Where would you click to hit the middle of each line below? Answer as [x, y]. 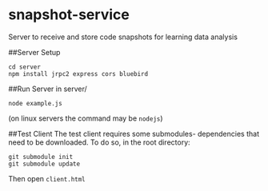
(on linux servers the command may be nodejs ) [86, 118]
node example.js [35, 103]
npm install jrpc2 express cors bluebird [78, 74]
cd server [25, 67]
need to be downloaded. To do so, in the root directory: [99, 142]
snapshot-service [69, 15]
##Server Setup [34, 52]
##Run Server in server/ [48, 89]
